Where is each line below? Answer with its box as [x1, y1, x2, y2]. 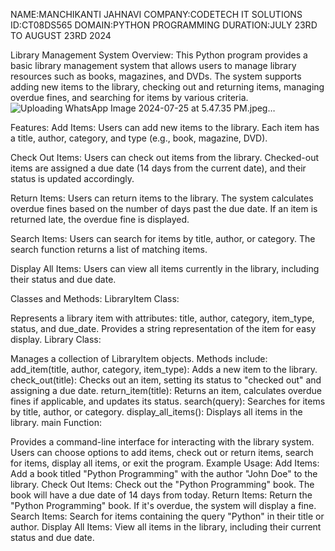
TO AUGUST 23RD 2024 [10, 30, 112, 41]
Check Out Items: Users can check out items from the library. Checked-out [10, 152, 320, 163]
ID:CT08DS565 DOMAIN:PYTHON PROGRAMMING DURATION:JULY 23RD [10, 19, 318, 31]
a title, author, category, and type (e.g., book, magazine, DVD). [10, 132, 268, 144]
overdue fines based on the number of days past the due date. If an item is [10, 203, 318, 214]
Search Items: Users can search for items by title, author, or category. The [10, 233, 316, 244]
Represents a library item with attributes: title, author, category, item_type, [10, 312, 315, 324]
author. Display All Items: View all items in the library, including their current [10, 521, 322, 533]
